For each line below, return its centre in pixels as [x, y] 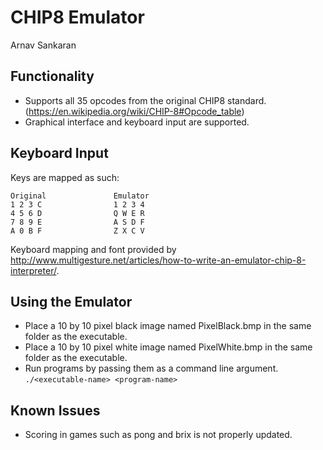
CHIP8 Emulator [77, 17]
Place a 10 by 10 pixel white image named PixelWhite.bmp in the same [168, 347]
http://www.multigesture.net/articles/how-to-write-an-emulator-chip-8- [158, 260]
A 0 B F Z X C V [77, 231]
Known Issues [55, 410]
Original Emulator [80, 196]
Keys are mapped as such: [65, 177]
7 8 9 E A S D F [77, 222]
